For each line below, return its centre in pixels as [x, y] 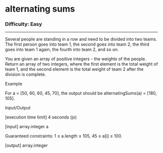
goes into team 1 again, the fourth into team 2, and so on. [62, 50]
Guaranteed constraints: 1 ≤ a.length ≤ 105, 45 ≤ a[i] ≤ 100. [64, 136]
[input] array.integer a [27, 127]
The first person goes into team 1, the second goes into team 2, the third [77, 44]
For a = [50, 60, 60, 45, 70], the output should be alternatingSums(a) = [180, [81, 93]
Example [14, 84]
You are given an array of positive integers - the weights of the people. [76, 59]
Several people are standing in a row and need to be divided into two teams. [81, 39]
